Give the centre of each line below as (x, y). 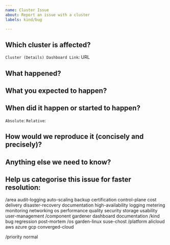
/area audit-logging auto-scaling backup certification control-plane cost (81, 200)
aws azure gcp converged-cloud (40, 227)
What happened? (33, 73)
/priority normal (22, 237)
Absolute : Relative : (26, 120)
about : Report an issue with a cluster (48, 15)
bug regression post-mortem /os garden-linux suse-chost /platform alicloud (85, 221)
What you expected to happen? (56, 90)
